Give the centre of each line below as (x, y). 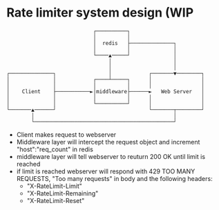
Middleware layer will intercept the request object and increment (108, 142)
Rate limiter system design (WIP (100, 13)
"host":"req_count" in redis (55, 149)
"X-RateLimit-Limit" (54, 186)
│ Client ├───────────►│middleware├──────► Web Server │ (106, 91)
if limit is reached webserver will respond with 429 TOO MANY (106, 171)
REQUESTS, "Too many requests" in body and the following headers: (114, 178)
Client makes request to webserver (66, 134)
